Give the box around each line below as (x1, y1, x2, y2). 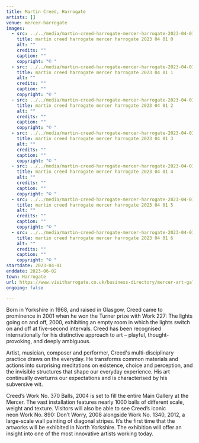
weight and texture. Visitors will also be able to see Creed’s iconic (6, 405, 166, 412)
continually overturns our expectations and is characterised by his (6, 375, 168, 382)
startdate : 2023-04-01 (6, 262, 62, 269)
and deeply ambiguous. (33, 338, 91, 345)
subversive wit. (6, 381, 43, 388)
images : (6, 25, 25, 31)
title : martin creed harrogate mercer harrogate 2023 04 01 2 (17, 102, 174, 109)
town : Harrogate (6, 274, 46, 280)
